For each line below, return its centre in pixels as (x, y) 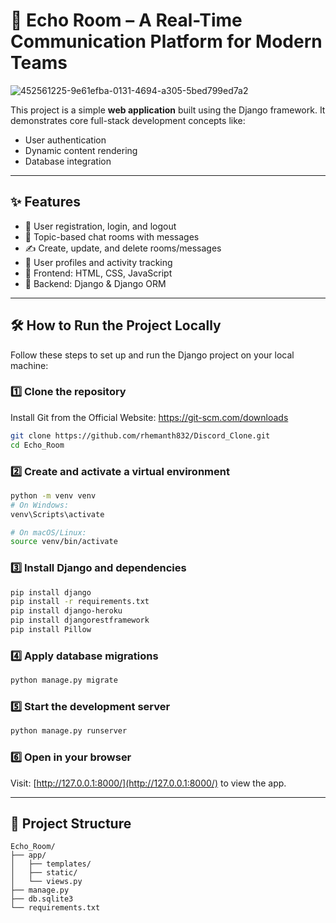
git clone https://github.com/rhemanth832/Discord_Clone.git (140, 435)
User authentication (65, 140)
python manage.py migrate (64, 680)
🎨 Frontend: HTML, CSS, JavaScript (98, 273)
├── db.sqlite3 (42, 899)
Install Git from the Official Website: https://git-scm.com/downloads (149, 417)
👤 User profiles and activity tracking (98, 262)
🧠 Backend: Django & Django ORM (95, 283)
